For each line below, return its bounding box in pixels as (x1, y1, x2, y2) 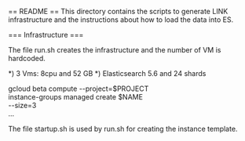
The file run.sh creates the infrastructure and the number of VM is (8, 45, 221, 54)
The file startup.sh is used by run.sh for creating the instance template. (8, 125, 238, 133)
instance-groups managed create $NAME (8, 92, 144, 101)
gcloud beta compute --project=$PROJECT (8, 84, 149, 93)
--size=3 (8, 101, 37, 110)
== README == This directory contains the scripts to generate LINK (8, 7, 229, 16)
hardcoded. (8, 54, 46, 63)
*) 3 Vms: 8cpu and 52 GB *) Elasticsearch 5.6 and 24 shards (8, 69, 207, 78)
